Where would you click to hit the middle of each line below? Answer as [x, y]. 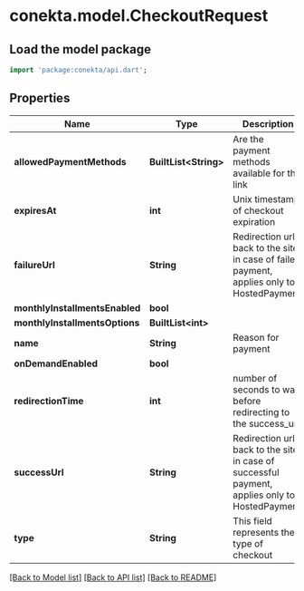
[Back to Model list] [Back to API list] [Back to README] [113, 577]
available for [259, 173]
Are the [248, 139]
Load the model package [81, 49]
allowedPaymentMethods [70, 161]
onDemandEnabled [56, 363]
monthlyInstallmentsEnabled [77, 307]
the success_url [266, 423]
